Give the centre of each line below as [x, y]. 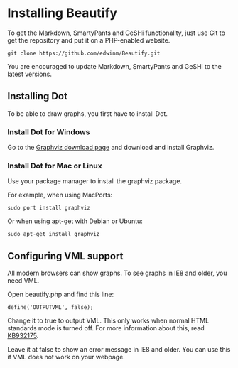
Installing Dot [37, 96]
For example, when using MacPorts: [60, 195]
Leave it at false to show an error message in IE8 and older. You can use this [119, 350]
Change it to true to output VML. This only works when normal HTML [108, 320]
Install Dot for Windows [49, 131]
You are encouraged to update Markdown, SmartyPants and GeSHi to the [114, 66]
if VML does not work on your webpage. [66, 357]
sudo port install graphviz [49, 208]
